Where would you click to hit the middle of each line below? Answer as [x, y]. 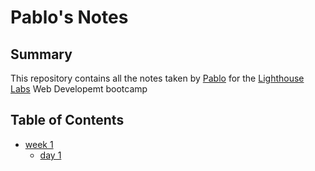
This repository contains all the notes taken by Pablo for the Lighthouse [157, 78]
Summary [41, 54]
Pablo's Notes [69, 17]
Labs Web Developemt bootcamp [79, 89]
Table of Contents [67, 120]
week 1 [39, 144]
